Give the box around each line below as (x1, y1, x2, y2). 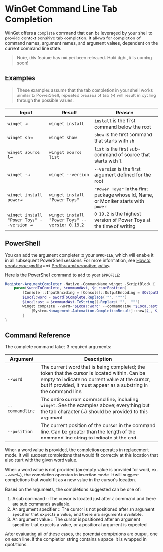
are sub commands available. (12, 501, 71, 507)
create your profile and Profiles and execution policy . (5, 262, 111, 268)
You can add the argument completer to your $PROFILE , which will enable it (5, 252, 154, 258)
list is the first (94, 145, 129, 152)
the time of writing (94, 223, 136, 229)
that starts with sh (94, 137, 135, 144)
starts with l (94, 157, 122, 164)
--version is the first (94, 165, 141, 172)
